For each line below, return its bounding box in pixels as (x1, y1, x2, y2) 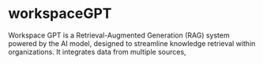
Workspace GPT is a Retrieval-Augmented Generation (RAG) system (8, 30, 231, 40)
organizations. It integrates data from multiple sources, (8, 47, 187, 56)
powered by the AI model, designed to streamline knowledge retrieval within (8, 38, 256, 48)
